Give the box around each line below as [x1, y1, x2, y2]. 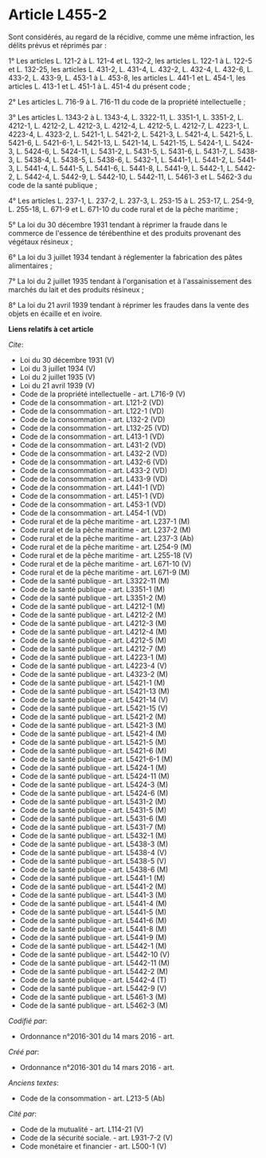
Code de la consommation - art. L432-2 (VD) [19, 448, 168, 458]
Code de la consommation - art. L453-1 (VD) [19, 499, 166, 509]
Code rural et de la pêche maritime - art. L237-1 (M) [19, 516, 190, 526]
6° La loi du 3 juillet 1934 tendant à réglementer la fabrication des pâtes [8, 252, 243, 261]
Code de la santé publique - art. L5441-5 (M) [19, 907, 167, 917]
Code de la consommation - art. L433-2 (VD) [19, 465, 168, 475]
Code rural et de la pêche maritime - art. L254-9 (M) [19, 542, 193, 551]
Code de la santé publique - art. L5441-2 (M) [19, 881, 167, 891]
